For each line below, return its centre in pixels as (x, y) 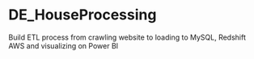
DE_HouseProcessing (83, 15)
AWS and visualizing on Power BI (63, 45)
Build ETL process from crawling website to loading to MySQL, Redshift (127, 37)
